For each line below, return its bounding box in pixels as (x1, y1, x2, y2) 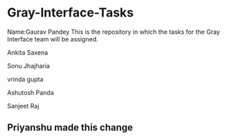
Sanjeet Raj (7, 101, 39, 110)
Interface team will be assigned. (7, 34, 98, 43)
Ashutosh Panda (7, 88, 54, 97)
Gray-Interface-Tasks (7, 5, 134, 21)
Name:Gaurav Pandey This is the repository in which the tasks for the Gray (7, 28, 220, 36)
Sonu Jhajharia (7, 61, 51, 70)
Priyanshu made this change (7, 122, 134, 134)
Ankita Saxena (7, 48, 48, 57)
